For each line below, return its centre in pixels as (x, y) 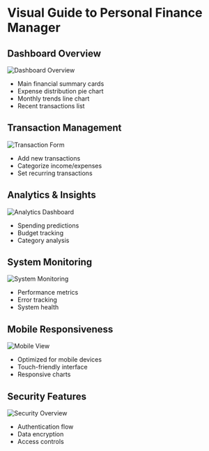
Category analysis (43, 240)
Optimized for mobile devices (60, 360)
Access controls (40, 442)
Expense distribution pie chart (60, 91)
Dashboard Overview (54, 53)
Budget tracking (40, 232)
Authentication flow (45, 427)
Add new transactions (49, 158)
